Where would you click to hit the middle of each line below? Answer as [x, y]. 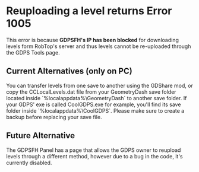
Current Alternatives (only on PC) [69, 71]
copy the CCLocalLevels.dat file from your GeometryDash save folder [91, 92]
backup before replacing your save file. [54, 117]
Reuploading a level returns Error [89, 11]
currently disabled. [29, 163]
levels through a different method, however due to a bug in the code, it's [94, 156]
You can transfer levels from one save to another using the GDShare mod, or [99, 85]
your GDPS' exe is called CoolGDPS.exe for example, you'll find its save [94, 104]
